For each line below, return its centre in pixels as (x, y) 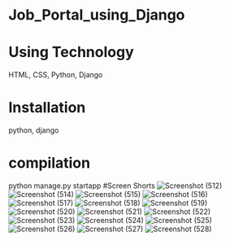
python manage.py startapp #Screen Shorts (82, 186)
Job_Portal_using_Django (97, 15)
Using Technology (71, 53)
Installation (47, 108)
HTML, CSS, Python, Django (56, 75)
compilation (50, 163)
